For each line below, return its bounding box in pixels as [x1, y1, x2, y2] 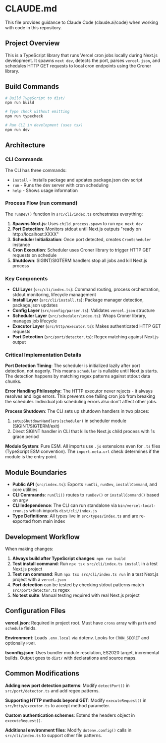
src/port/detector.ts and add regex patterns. [5, 687, 100, 693]
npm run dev [5, 127, 30, 132]
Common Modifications [5, 669, 80, 678]
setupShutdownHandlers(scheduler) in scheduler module [12, 418, 126, 424]
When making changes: [5, 546, 54, 552]
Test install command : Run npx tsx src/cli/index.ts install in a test [12, 561, 158, 567]
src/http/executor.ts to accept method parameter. [5, 702, 111, 708]
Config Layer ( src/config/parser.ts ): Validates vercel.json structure [12, 308, 155, 313]
